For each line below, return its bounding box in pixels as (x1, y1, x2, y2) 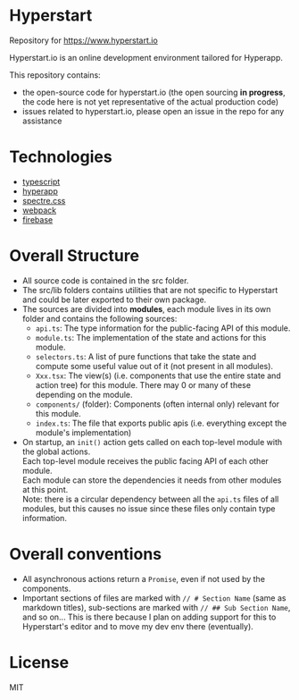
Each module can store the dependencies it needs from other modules (21, 475, 282, 485)
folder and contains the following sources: (21, 313, 178, 324)
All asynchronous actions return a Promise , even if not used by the (21, 573, 266, 584)
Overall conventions (9, 544, 162, 564)
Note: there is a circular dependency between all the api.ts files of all (21, 493, 279, 504)
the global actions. (21, 446, 91, 457)
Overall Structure (9, 246, 140, 266)
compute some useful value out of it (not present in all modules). (35, 360, 274, 371)
